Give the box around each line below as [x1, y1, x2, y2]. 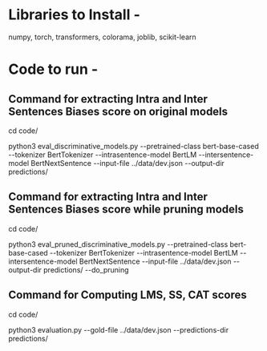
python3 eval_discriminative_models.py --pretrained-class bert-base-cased [8, 141, 259, 151]
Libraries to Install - [8, 6, 140, 24]
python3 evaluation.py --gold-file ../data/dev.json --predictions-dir [8, 325, 229, 334]
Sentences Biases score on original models [8, 104, 229, 118]
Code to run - [8, 60, 99, 79]
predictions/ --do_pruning [43, 264, 130, 274]
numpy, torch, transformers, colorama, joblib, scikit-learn [8, 32, 196, 42]
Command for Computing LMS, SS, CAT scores [8, 288, 247, 302]
